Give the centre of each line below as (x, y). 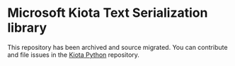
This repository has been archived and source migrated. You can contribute (117, 47)
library (27, 28)
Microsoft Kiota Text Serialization (108, 13)
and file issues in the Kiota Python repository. (74, 55)
